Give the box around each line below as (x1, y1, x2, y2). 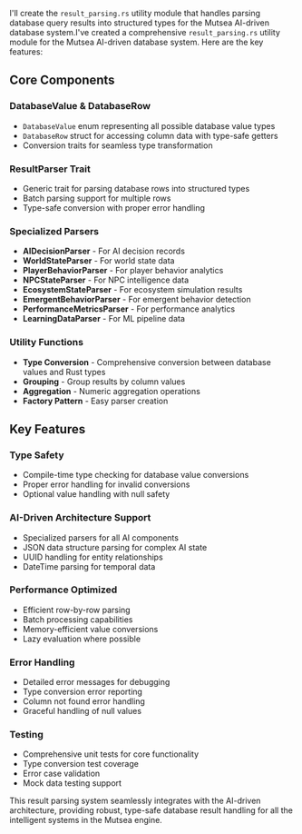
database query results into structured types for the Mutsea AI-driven (9, 17, 270, 28)
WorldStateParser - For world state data (22, 255, 175, 266)
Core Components (9, 73, 115, 88)
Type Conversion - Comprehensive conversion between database (22, 356, 272, 367)
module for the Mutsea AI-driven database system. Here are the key (9, 36, 264, 47)
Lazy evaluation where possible (22, 633, 141, 644)
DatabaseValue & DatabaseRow (9, 100, 151, 113)
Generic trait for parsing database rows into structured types (22, 183, 250, 194)
